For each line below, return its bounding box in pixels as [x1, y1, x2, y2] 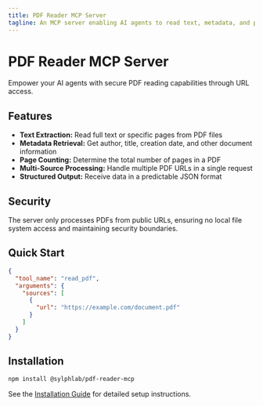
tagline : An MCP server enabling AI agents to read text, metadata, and [8, 19, 250, 27]
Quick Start [8, 246, 65, 259]
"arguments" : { [15, 281, 65, 290]
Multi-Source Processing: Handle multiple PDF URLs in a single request [19, 164, 253, 173]
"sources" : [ [22, 289, 65, 297]
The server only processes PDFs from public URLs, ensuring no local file [8, 216, 243, 225]
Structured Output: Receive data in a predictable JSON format [19, 172, 222, 181]
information [19, 147, 57, 157]
